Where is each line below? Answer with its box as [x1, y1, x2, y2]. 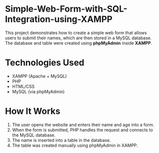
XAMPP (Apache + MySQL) [12, 73, 67, 79]
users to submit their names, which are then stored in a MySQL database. [5, 35, 152, 41]
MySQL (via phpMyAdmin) [12, 88, 65, 94]
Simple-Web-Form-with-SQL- [5, 3, 127, 15]
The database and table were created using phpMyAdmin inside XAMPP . [5, 40, 152, 46]
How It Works [5, 106, 61, 117]
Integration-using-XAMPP [5, 14, 113, 25]
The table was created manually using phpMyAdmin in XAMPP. [12, 142, 138, 148]
